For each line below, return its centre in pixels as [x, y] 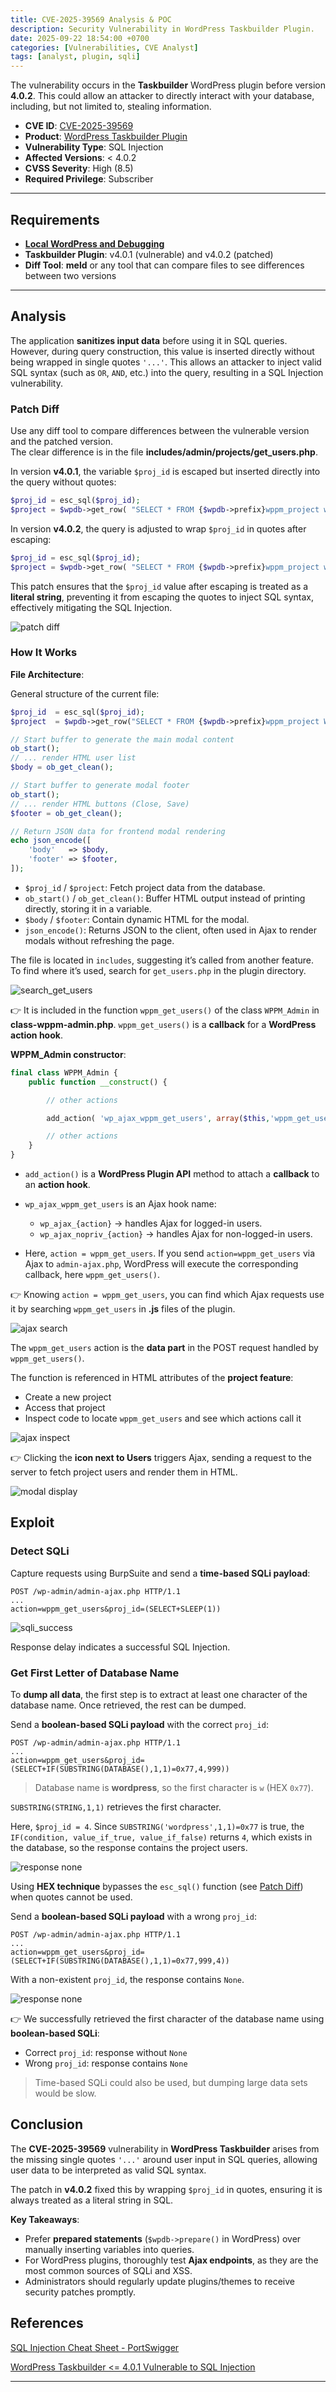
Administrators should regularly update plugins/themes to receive [160, 2281]
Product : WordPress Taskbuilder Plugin [106, 137]
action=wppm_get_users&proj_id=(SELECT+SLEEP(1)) [116, 1609]
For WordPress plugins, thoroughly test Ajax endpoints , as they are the [171, 2260]
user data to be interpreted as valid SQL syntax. [108, 2170]
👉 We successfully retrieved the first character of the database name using [167, 2019]
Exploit [32, 1522]
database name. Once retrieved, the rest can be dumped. [128, 1705]
